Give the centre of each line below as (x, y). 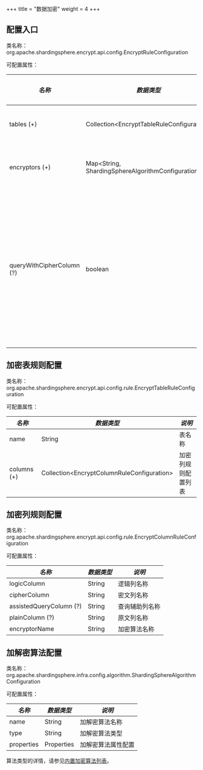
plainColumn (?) (32, 618)
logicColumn (27, 583)
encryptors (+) (30, 167)
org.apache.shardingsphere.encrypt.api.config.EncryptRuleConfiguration (97, 52)
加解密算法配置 (34, 653)
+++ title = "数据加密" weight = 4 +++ (53, 9)
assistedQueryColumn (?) (46, 606)
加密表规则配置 (34, 365)
